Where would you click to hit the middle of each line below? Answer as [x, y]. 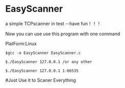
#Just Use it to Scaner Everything [41, 80]
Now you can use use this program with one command [63, 34]
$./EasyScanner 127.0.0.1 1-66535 [42, 71]
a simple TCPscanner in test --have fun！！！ [53, 23]
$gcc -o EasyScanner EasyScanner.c [43, 53]
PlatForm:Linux [21, 43]
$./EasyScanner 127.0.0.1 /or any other [49, 62]
